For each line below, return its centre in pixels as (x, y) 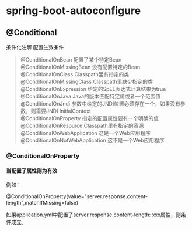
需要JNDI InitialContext (64, 111)
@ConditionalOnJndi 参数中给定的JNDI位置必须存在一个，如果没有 (100, 103)
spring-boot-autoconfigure (74, 11)
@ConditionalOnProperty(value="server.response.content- (77, 196)
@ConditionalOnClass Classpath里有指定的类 (75, 74)
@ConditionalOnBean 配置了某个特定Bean (71, 60)
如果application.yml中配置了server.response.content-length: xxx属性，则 (94, 215)
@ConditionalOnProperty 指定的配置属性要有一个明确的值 (90, 118)
